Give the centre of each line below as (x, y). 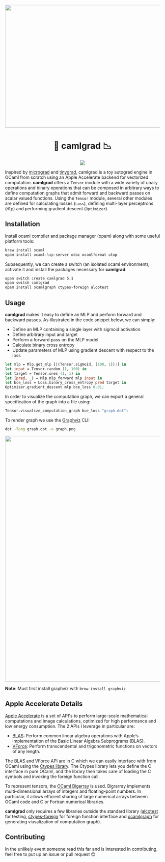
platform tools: (20, 241)
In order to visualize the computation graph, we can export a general (74, 397)
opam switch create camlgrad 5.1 (39, 278)
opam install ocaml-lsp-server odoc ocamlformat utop (61, 255)
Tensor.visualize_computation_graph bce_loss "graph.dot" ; (67, 411)
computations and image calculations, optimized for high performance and (81, 721)
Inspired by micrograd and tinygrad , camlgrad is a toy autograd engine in (79, 172)
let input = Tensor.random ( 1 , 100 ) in (46, 369)
